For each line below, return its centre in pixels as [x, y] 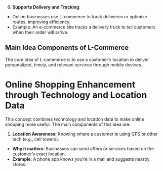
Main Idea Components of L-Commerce [67, 48]
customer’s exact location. [39, 154]
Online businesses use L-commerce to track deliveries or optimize [80, 16]
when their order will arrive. [40, 32]
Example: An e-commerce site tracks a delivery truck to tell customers [84, 27]
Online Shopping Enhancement [70, 85]
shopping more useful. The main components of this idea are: [68, 124]
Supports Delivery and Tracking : [46, 7]
